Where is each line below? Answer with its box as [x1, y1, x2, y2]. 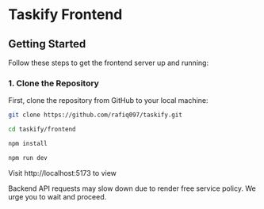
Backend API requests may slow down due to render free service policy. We [8, 184, 256, 193]
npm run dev [8, 154, 48, 161]
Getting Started [8, 37, 86, 51]
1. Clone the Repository [8, 78, 99, 89]
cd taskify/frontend [8, 125, 77, 134]
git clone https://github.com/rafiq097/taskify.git [8, 111, 182, 120]
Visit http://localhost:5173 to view [8, 168, 117, 177]
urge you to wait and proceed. [8, 192, 107, 201]
